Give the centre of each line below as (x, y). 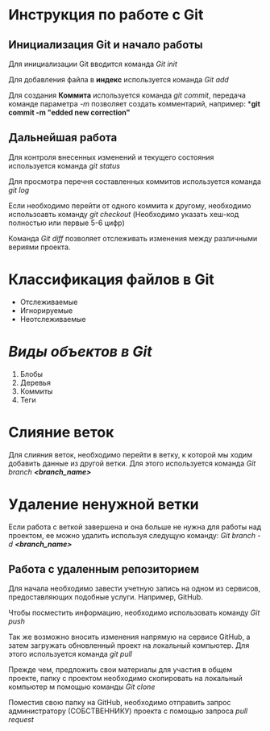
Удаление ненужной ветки (104, 504)
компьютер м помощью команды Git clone (82, 687)
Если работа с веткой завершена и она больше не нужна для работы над (135, 527)
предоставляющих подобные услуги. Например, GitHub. (106, 597)
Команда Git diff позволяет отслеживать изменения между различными (133, 238)
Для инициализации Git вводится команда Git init (93, 64)
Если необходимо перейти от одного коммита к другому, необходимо (130, 205)
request (21, 720)
